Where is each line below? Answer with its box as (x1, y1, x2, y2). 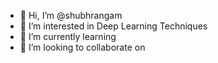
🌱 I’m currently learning (19, 31, 117, 42)
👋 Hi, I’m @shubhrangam (19, 10, 123, 21)
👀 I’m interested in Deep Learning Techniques (19, 20, 208, 32)
